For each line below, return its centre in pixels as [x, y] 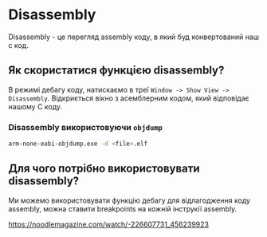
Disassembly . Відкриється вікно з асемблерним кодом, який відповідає [129, 98]
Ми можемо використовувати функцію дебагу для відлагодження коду [130, 200]
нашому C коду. [35, 106]
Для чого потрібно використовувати [104, 169]
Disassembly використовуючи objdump [86, 127]
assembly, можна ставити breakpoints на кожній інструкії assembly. [123, 208]
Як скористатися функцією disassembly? [116, 71]
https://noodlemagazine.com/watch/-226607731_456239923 [109, 224]
